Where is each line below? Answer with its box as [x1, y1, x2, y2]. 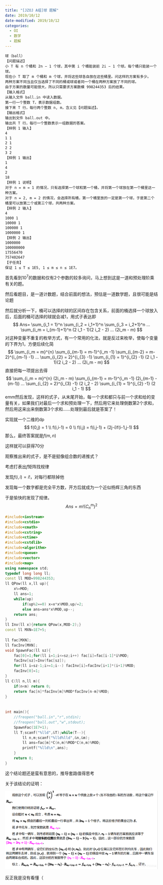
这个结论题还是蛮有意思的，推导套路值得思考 [5, 770, 95, 776]
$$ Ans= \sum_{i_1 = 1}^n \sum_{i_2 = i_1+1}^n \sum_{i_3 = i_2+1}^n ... [13, 321, 150, 327]
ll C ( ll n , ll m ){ [5, 679, 40, 683]
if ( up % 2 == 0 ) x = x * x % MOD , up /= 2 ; [22, 602, 83, 607]
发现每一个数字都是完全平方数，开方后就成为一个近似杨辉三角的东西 [5, 484, 141, 490]
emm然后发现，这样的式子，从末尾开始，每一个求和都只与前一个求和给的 [5, 394, 151, 400]
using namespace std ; [5, 566, 49, 571]
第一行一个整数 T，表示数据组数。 [5, 100, 64, 105]
